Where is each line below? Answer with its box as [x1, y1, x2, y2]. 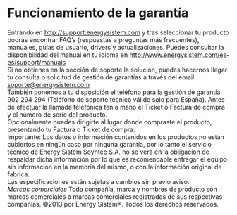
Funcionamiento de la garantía [7, 5, 189, 21]
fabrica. [7, 170, 30, 178]
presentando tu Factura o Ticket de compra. [7, 125, 135, 133]
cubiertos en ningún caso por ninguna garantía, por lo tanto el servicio [7, 140, 212, 148]
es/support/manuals [7, 58, 66, 66]
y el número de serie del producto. [7, 110, 108, 119]
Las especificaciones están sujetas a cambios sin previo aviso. [7, 177, 190, 185]
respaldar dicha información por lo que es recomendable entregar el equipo [7, 155, 228, 163]
